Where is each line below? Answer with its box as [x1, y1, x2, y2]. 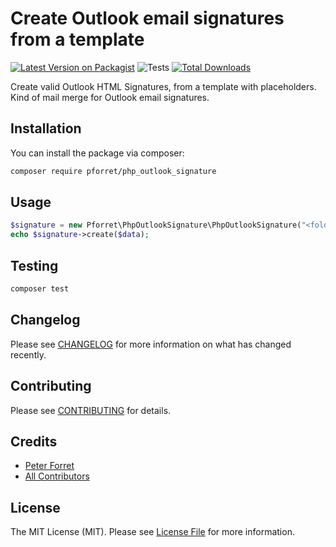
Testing [10, 257, 59, 274]
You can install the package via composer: [10, 147, 185, 159]
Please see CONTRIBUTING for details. [10, 404, 172, 416]
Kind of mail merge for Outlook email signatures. [10, 91, 210, 103]
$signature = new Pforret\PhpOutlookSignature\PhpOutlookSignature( [10, 220, 302, 231]
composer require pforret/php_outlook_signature [10, 166, 217, 176]
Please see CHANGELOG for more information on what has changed [10, 338, 292, 350]
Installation [10, 120, 82, 137]
